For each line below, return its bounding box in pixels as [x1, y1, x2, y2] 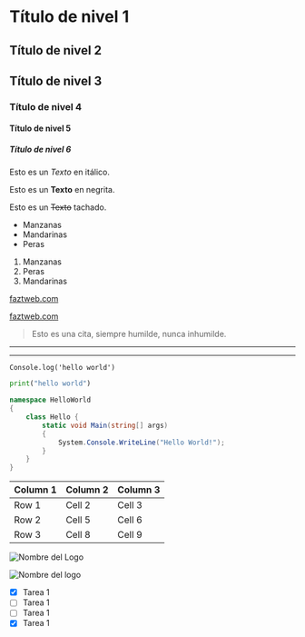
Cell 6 [117, 513, 143, 526]
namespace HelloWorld [9, 395, 92, 405]
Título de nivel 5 [9, 123, 71, 134]
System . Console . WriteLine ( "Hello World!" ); [57, 438, 225, 447]
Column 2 [65, 483, 109, 496]
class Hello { [25, 413, 79, 422]
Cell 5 [65, 513, 91, 526]
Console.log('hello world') [9, 363, 116, 373]
